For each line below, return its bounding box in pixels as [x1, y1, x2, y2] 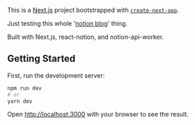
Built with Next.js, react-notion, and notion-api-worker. [7, 33, 164, 41]
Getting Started [7, 53, 76, 65]
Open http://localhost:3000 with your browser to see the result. [7, 110, 189, 119]
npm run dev [7, 85, 42, 92]
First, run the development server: [7, 71, 105, 79]
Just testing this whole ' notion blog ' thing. [7, 19, 127, 27]
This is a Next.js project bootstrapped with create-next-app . [7, 6, 180, 14]
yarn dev [7, 97, 33, 105]
